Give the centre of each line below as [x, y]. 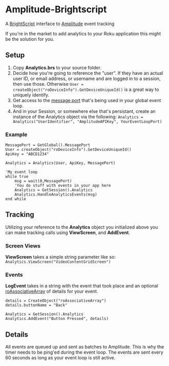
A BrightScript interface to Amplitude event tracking [60, 24]
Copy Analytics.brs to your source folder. [57, 67]
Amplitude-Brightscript [56, 9]
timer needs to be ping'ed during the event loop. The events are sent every [84, 352]
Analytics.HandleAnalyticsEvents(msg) [56, 195]
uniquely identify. [31, 95]
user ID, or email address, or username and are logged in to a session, [87, 79]
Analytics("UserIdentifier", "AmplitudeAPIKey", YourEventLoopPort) [87, 122]
